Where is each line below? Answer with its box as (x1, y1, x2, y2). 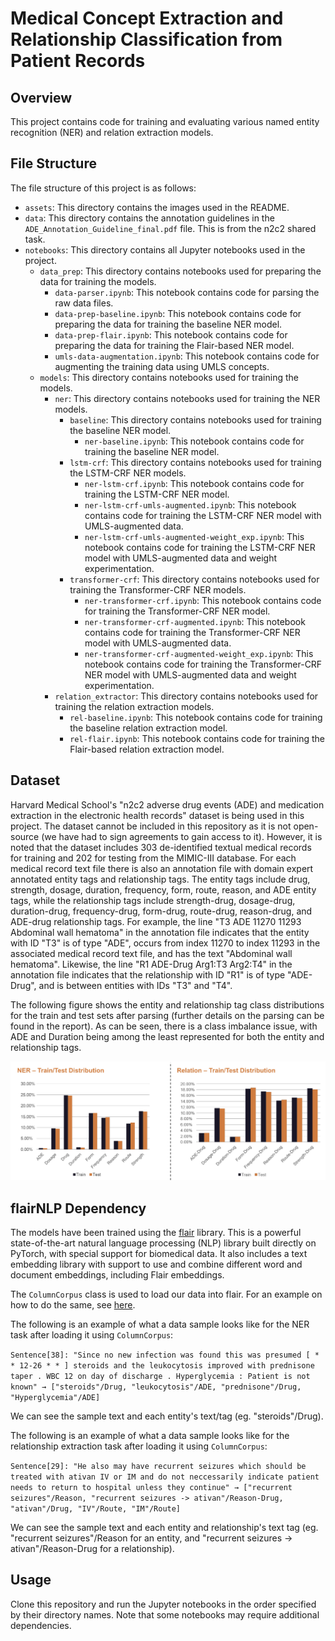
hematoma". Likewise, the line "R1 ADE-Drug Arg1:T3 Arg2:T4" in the (10, 958, 293, 970)
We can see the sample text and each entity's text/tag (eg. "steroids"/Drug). (10, 1410, 324, 1422)
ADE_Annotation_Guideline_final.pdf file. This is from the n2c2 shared (24, 222, 317, 234)
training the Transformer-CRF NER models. (69, 583, 247, 596)
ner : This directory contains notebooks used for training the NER (54, 392, 321, 404)
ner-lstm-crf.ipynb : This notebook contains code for (84, 477, 305, 489)
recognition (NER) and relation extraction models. (10, 127, 214, 138)
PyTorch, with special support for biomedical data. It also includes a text (10, 1248, 308, 1260)
